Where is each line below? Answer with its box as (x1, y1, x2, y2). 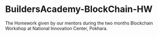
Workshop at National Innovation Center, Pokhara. (5, 25, 108, 31)
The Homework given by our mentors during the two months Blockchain (5, 20, 154, 26)
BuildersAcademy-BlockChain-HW (5, 3, 153, 15)
